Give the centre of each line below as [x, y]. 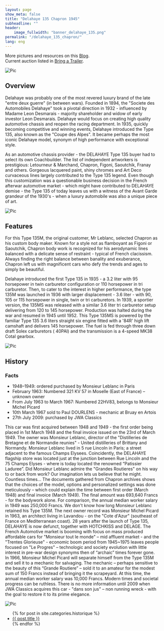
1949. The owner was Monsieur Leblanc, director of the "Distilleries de [76, 438]
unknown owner [28, 397]
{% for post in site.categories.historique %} [56, 613]
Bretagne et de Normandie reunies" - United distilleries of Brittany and [76, 443]
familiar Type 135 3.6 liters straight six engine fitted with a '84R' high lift [77, 321]
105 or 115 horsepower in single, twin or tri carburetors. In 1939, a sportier [79, 300]
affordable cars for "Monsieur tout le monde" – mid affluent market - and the [82, 537]
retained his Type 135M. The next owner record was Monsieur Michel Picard [82, 511]
